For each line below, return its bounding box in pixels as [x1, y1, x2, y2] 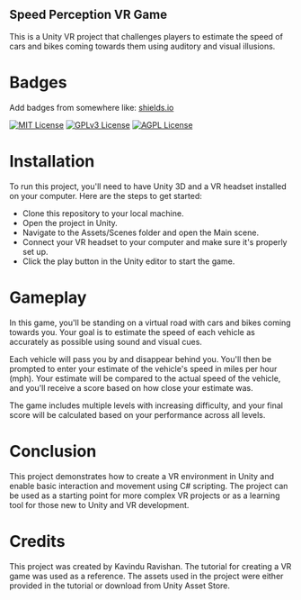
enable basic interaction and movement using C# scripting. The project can [9, 480, 288, 491]
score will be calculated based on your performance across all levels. [9, 409, 266, 420]
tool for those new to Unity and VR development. [9, 499, 190, 510]
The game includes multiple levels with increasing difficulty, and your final [9, 400, 283, 411]
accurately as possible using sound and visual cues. [9, 336, 202, 347]
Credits [9, 531, 66, 551]
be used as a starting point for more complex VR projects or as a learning [9, 490, 280, 501]
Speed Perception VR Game [9, 7, 168, 23]
